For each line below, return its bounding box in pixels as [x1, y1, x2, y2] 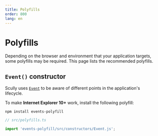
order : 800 [5, 12, 27, 17]
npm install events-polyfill [5, 109, 64, 114]
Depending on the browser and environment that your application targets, [5, 53, 151, 59]
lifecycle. [5, 90, 23, 96]
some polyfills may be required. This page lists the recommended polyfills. [5, 58, 154, 64]
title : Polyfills [5, 7, 40, 12]
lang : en [5, 16, 23, 21]
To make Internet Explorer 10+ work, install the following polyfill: [5, 100, 134, 106]
